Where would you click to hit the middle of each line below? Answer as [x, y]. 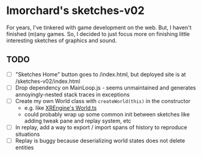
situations [27, 134]
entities [24, 147]
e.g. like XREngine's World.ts [60, 108]
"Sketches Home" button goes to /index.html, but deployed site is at [100, 74]
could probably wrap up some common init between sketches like [107, 114]
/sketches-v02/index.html [48, 81]
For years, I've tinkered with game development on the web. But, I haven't [99, 27]
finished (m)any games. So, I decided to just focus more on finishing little [98, 34]
